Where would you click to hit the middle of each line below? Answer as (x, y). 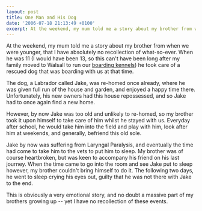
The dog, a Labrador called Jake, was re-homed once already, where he (96, 83)
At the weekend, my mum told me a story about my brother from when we (98, 46)
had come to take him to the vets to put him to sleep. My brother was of (95, 151)
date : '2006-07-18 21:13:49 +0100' (51, 23)
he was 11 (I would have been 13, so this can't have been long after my (93, 58)
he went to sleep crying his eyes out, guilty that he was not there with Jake (99, 177)
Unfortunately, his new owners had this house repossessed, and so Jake (96, 96)
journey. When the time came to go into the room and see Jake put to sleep (99, 164)
